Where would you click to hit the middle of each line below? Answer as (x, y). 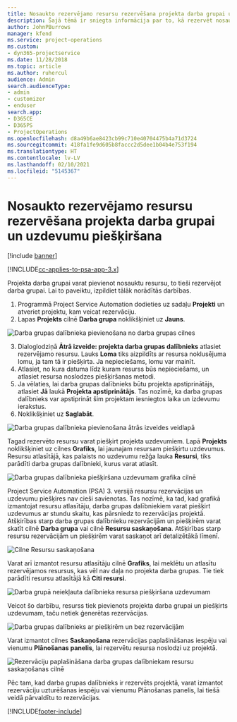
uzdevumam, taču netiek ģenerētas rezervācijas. (78, 613)
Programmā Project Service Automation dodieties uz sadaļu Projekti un (121, 304)
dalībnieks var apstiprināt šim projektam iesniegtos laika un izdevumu (119, 398)
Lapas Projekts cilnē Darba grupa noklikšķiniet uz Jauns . (101, 319)
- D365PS (20, 125)
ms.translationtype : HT (42, 152)
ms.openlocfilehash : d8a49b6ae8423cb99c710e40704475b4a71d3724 (102, 138)
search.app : (25, 112)
